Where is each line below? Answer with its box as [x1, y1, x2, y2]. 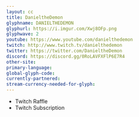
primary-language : [6, 64, 52, 71]
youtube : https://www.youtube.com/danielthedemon [6, 37, 134, 43]
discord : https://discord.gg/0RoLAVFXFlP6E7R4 [6, 53, 125, 59]
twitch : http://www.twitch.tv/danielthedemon [6, 43, 122, 49]
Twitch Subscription [14, 104, 65, 111]
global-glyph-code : [6, 70, 55, 76]
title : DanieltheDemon [6, 14, 63, 20]
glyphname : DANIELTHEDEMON [6, 20, 74, 26]
